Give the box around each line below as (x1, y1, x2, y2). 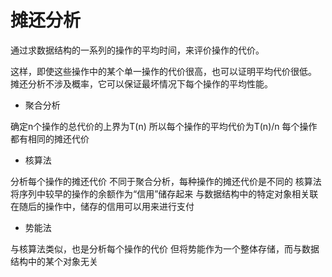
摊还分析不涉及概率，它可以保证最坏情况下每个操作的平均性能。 (10, 77, 273, 90)
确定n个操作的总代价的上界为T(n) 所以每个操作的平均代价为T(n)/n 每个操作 (10, 120, 318, 132)
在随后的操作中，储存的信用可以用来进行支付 (10, 200, 195, 212)
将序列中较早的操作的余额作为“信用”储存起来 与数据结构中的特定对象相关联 (10, 187, 319, 200)
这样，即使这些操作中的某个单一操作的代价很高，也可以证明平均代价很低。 (10, 65, 317, 77)
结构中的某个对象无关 (10, 255, 98, 267)
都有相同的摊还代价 (10, 132, 90, 145)
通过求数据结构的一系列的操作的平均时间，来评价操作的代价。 (10, 44, 265, 56)
